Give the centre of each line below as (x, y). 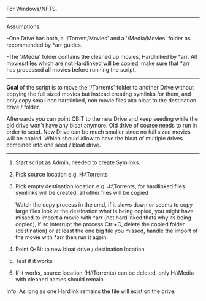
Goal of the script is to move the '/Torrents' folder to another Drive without (100, 87)
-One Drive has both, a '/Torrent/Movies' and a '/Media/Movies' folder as (98, 38)
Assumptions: (24, 26)
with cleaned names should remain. (60, 279)
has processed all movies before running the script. (71, 70)
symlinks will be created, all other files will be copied (82, 193)
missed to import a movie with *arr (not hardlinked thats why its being (103, 218)
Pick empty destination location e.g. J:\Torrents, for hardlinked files (100, 186)
